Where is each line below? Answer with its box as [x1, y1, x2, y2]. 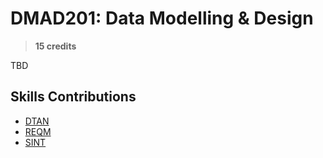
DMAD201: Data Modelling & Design [10, 7, 314, 30]
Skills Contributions [10, 88, 137, 106]
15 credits [34, 40, 77, 52]
